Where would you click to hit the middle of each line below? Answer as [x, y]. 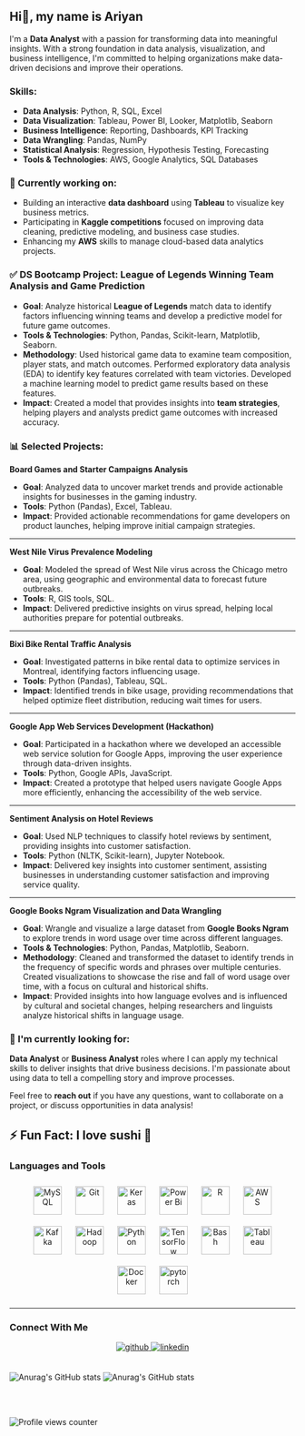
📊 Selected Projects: [57, 446]
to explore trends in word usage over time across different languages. [152, 938]
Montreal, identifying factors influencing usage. [111, 671]
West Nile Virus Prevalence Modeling [81, 552]
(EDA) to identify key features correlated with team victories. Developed [157, 373]
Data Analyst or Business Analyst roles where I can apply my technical [144, 1059]
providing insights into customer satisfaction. [107, 846]
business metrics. [55, 212]
